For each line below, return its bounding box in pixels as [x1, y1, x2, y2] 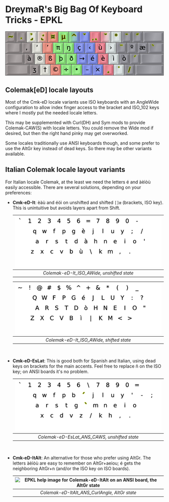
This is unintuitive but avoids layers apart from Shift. [12, 205, 121, 211]
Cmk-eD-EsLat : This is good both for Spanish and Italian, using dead [12, 358, 156, 364]
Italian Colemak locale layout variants [5, 165, 126, 174]
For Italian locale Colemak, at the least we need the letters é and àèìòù [5, 178, 151, 185]
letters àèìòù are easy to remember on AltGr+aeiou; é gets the [12, 460, 141, 466]
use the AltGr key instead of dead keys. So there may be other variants [5, 146, 152, 152]
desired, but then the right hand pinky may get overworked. [5, 130, 129, 136]
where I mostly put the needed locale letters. [5, 110, 98, 116]
